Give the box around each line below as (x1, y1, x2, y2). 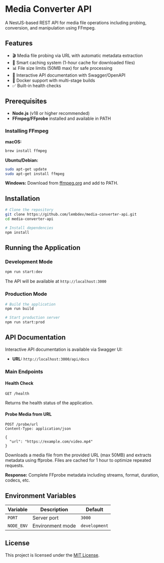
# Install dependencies (5, 225, 54, 230)
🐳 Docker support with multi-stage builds (12, 77, 95, 83)
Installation (5, 194, 40, 202)
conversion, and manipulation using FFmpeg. (5, 25, 96, 30)
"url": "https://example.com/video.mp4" (9, 439, 93, 444)
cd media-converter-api (5, 217, 54, 222)
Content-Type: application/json (5, 426, 71, 431)
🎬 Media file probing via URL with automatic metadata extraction (12, 53, 143, 58)
